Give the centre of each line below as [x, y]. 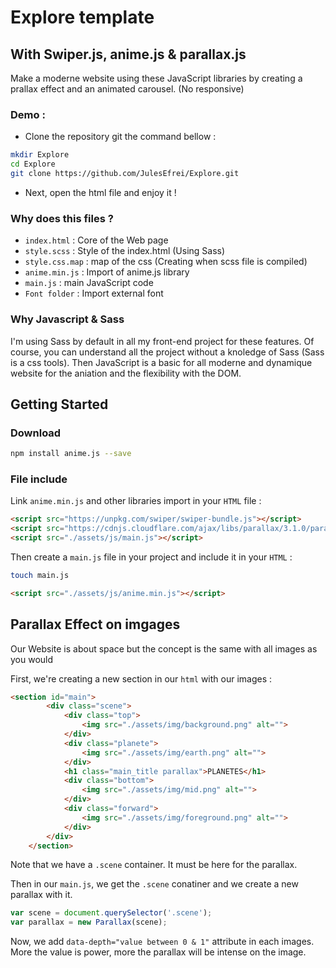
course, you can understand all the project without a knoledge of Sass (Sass [167, 352]
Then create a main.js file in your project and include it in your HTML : [151, 557]
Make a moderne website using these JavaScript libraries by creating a [156, 78]
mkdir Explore [40, 155]
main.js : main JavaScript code [89, 283]
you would [32, 659]
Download [36, 433]
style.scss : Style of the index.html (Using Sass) [125, 251]
